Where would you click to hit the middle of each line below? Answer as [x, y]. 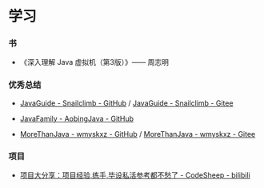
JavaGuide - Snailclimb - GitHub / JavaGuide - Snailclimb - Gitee [126, 103]
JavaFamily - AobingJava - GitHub [77, 118]
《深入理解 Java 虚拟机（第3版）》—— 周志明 [94, 62]
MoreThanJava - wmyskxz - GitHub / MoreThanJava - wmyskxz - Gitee [138, 134]
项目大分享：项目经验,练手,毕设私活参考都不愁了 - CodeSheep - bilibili [135, 175]
